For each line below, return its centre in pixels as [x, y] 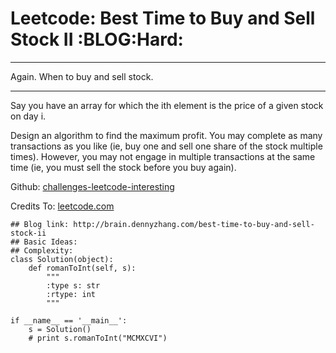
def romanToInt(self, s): [82, 268]
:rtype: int [71, 294]
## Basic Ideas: [44, 242]
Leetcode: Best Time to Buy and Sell [163, 18]
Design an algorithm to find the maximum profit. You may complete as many [166, 135]
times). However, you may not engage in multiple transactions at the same [163, 156]
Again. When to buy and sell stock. [82, 76]
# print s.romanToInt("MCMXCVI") [98, 338]
